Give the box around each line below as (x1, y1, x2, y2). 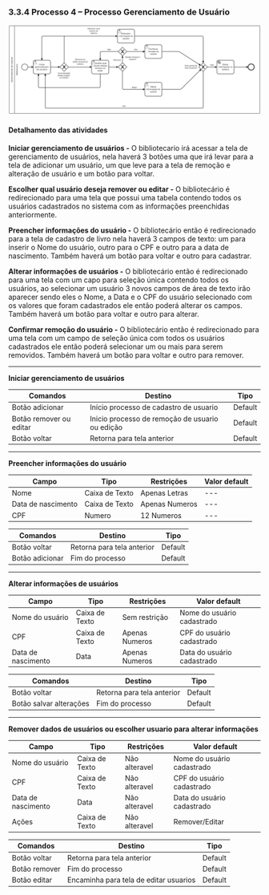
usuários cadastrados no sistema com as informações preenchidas (8, 201, 230, 211)
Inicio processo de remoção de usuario (90, 414, 219, 423)
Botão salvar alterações (11, 699, 90, 708)
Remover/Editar (173, 816, 225, 826)
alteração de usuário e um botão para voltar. (8, 168, 155, 178)
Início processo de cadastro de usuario (90, 403, 219, 412)
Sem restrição (122, 612, 169, 622)
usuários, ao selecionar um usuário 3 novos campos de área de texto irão (8, 283, 251, 293)
